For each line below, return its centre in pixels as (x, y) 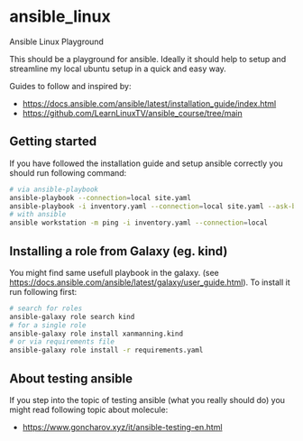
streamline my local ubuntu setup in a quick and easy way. (118, 69)
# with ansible (38, 215)
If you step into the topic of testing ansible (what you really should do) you (147, 400)
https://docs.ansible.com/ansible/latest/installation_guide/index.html (149, 103)
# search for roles (46, 308)
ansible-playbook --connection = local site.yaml (101, 198)
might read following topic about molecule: (89, 409)
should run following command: (68, 172)
